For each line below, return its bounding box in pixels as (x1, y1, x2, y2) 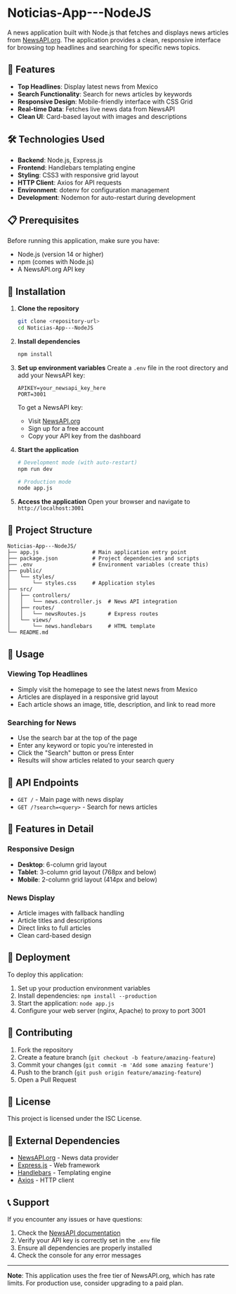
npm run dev (17, 465, 53, 472)
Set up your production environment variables (17, 984, 151, 992)
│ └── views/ (7, 617, 52, 624)
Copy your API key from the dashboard (27, 432, 141, 440)
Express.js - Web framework (17, 1161, 100, 1169)
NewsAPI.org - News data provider (17, 1153, 119, 1162)
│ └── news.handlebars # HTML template (7, 623, 156, 630)
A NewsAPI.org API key (17, 265, 86, 274)
